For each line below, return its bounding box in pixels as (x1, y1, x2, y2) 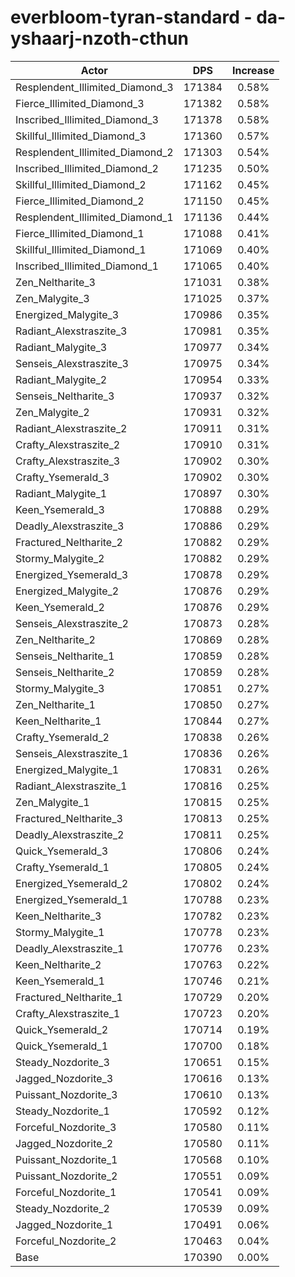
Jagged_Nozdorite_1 (15, 1217, 114, 1231)
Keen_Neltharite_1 (15, 714, 102, 728)
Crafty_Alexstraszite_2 (15, 437, 121, 451)
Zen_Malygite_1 (15, 795, 90, 809)
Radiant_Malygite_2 (15, 372, 108, 386)
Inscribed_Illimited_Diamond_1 (15, 259, 159, 273)
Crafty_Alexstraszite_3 (15, 454, 121, 468)
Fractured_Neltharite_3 (15, 811, 123, 825)
